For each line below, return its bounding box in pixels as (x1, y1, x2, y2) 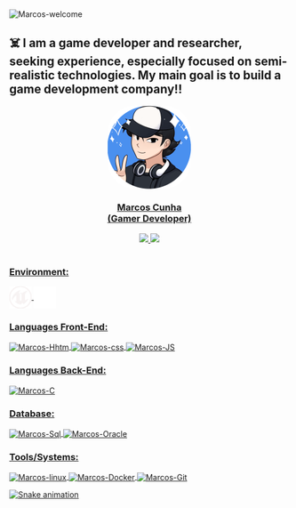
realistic (9, 68, 55, 83)
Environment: (9, 265, 69, 278)
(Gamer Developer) (107, 213, 192, 225)
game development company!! (9, 82, 183, 97)
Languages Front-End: (9, 321, 108, 333)
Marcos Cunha (116, 201, 182, 214)
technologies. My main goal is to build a (57, 68, 282, 83)
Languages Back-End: (9, 364, 107, 376)
